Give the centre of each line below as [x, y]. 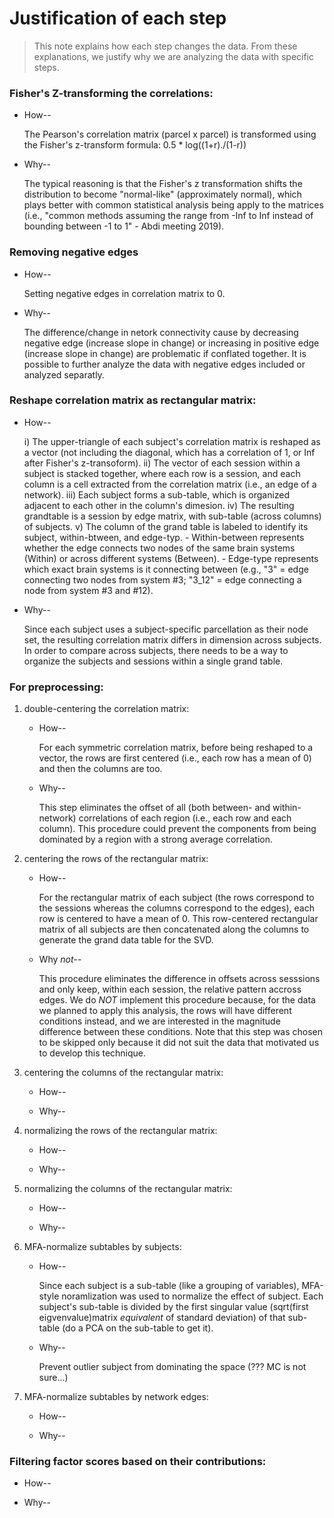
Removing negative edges [74, 252]
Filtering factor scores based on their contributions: [138, 1462]
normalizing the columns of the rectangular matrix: [128, 1189]
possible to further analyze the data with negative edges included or [164, 364]
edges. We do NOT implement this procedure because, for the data [177, 1000]
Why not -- [60, 959]
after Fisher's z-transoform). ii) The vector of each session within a [162, 463]
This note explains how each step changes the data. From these [165, 46]
